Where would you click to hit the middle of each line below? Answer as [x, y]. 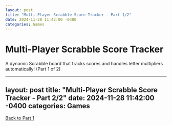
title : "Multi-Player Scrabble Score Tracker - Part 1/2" [68, 15]
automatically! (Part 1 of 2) [33, 69]
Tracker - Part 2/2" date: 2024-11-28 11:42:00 [80, 98]
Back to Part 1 [20, 118]
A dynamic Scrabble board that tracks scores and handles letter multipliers [84, 64]
